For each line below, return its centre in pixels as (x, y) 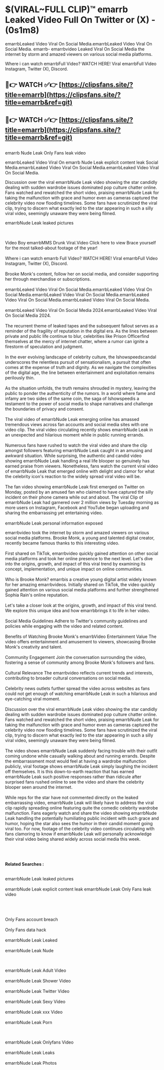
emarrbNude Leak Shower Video (38, 981)
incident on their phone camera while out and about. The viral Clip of (74, 497)
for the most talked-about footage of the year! (51, 248)
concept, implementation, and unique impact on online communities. (74, 569)
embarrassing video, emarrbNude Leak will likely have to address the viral (80, 803)
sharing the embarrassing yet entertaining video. (54, 513)
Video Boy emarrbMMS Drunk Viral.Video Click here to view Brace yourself (81, 243)
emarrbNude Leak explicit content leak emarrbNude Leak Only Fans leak (78, 889)
